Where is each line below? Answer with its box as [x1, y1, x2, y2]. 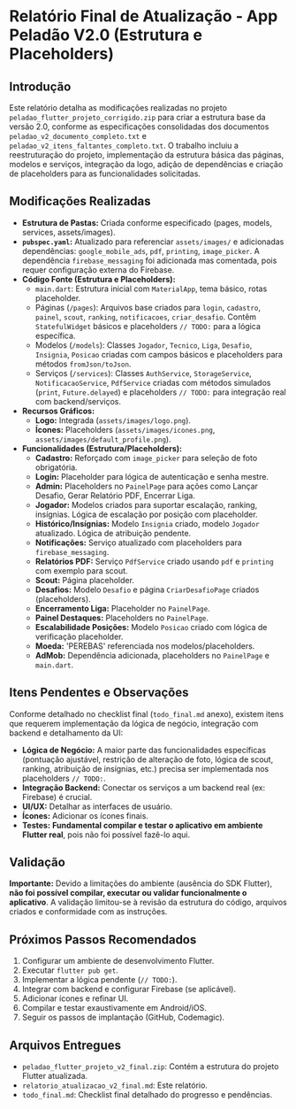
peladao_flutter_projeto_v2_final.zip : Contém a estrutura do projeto [21, 1061, 279, 1072]
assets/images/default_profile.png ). [34, 434, 171, 444]
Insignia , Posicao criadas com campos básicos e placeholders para [34, 349, 283, 359]
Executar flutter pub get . [21, 965, 119, 975]
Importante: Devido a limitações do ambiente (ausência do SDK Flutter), [9, 878, 272, 889]
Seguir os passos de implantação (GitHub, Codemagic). [21, 1012, 225, 1023]
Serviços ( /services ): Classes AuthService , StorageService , [34, 367, 252, 378]
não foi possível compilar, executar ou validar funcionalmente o [9, 888, 247, 898]
